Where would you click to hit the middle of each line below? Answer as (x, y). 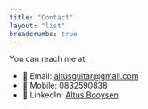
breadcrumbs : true (43, 34)
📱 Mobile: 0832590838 (65, 86)
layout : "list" (37, 26)
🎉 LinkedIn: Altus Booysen (70, 95)
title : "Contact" (41, 17)
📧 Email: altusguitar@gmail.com (80, 76)
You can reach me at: (48, 59)
